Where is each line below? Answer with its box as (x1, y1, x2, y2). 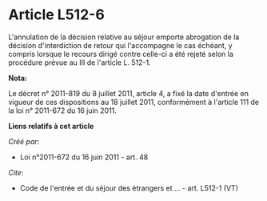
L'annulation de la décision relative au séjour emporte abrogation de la (8, 32, 240, 42)
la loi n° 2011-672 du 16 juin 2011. (8, 106, 118, 115)
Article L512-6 (8, 6, 106, 24)
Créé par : (8, 136, 40, 146)
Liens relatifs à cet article (8, 121, 94, 131)
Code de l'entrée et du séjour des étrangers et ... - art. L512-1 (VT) (19, 183, 238, 193)
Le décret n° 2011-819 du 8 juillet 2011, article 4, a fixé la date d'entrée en (8, 88, 249, 98)
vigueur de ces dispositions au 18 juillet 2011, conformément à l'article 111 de (8, 97, 260, 107)
